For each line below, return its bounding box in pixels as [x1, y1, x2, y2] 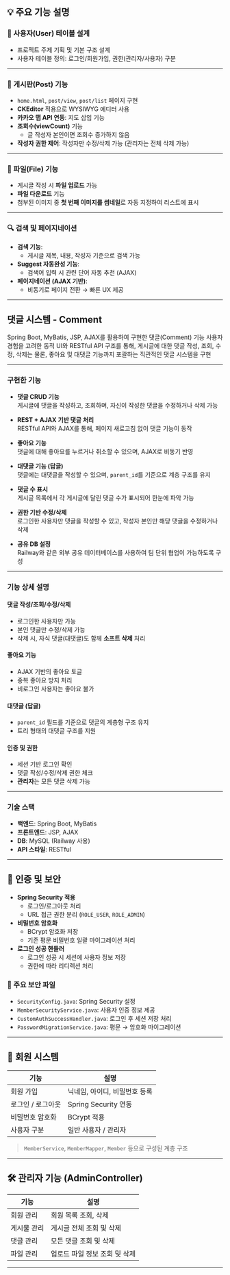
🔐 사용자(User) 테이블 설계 [7, 29, 90, 38]
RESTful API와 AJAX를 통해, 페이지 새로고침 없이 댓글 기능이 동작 [16, 424, 193, 432]
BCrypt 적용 [67, 1112, 105, 1122]
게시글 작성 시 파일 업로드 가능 [16, 181, 98, 190]
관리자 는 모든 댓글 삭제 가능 [16, 777, 91, 786]
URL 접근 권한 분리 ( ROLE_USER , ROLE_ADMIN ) [27, 910, 146, 918]
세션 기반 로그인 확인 [16, 760, 73, 769]
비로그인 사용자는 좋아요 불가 [16, 684, 94, 693]
